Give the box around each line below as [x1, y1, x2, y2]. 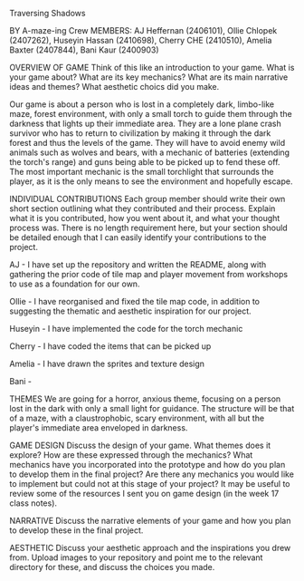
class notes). [9, 498, 57, 508]
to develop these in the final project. [9, 525, 144, 536]
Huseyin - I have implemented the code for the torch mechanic [9, 324, 243, 334]
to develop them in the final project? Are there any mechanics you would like [9, 469, 294, 479]
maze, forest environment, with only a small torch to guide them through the [9, 109, 292, 119]
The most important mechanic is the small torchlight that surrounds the [9, 167, 274, 177]
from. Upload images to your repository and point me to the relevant [9, 552, 263, 563]
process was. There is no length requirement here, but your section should [9, 222, 288, 233]
